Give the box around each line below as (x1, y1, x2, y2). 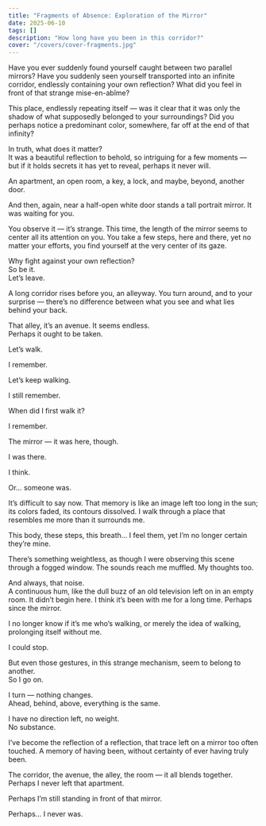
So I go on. (8, 675, 44, 685)
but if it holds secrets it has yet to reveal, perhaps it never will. (8, 161, 211, 171)
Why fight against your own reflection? (8, 256, 135, 266)
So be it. (8, 265, 36, 275)
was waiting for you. (8, 209, 75, 218)
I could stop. (8, 643, 49, 652)
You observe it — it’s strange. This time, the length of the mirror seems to (8, 224, 248, 234)
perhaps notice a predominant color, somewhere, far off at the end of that (8, 121, 249, 130)
